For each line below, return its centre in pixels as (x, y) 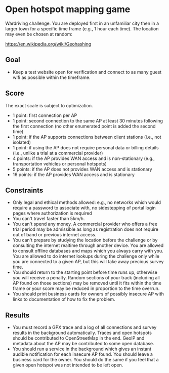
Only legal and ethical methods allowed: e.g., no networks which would (87, 202)
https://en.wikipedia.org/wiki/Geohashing (48, 44)
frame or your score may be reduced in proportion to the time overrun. (86, 288)
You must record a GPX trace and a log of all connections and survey (85, 327)
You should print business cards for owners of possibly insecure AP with (88, 294)
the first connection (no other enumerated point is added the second (84, 126)
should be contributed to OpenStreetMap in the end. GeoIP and (78, 338)
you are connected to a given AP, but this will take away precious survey (88, 262)
